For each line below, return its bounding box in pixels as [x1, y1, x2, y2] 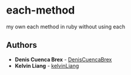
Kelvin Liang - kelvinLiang [14, 62, 79, 69]
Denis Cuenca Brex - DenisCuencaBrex [14, 56, 112, 63]
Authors [6, 40, 37, 50]
